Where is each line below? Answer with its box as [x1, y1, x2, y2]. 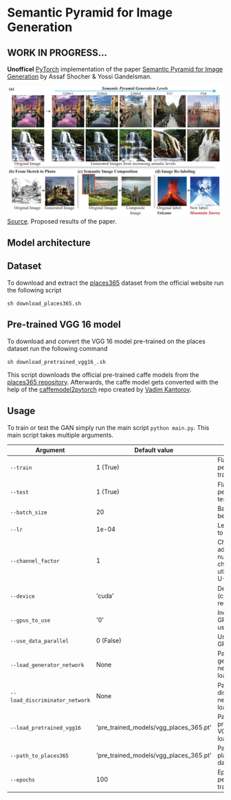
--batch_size [10, 509, 47, 517]
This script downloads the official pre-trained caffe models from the [7, 370, 199, 379]
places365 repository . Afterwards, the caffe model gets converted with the [7, 378, 219, 386]
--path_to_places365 [10, 753, 69, 759]
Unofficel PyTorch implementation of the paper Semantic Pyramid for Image [7, 65, 223, 73]
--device [10, 593, 36, 600]
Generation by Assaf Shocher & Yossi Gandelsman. [7, 72, 152, 80]
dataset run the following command [7, 344, 108, 352]
